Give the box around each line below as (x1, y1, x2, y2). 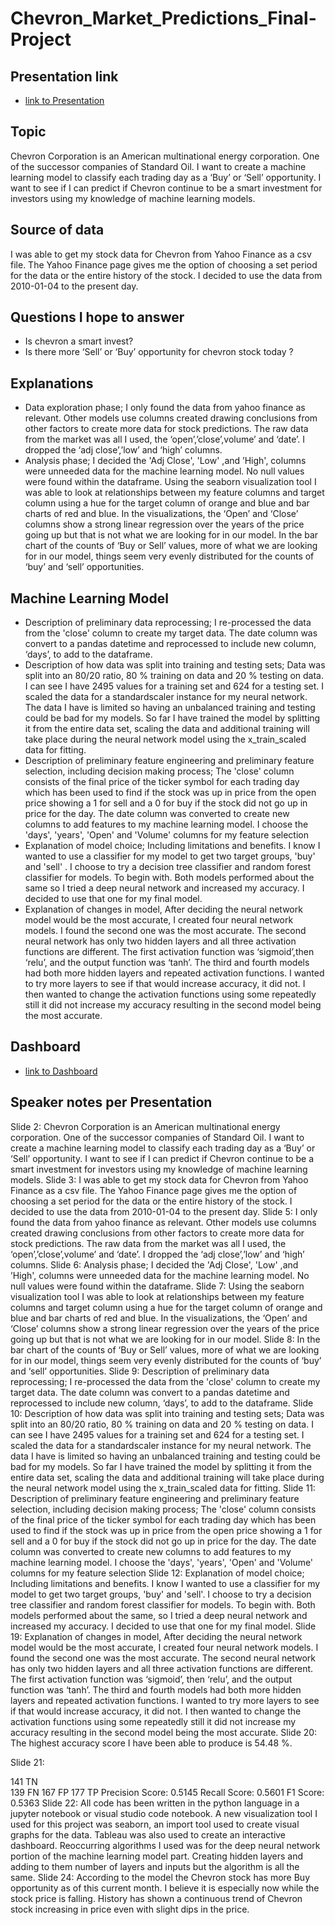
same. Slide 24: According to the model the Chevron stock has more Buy (10, 1871, 310, 1883)
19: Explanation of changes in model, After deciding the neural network (10, 1630, 303, 1642)
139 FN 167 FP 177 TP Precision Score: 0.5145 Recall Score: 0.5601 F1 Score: (10, 1786, 325, 1798)
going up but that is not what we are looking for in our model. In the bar (24, 529, 319, 541)
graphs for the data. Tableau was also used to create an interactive (10, 1828, 287, 1841)
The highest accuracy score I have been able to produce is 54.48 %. (10, 1737, 293, 1749)
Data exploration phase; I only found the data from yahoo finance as (24, 402, 306, 414)
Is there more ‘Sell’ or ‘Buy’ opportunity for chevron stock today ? (24, 346, 294, 358)
